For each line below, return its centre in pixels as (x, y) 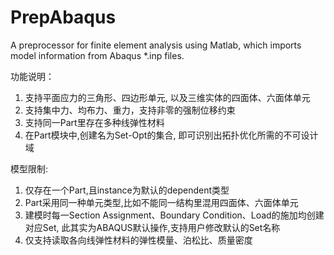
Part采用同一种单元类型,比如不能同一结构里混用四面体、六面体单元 (161, 202)
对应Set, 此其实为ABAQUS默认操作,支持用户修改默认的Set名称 (152, 227)
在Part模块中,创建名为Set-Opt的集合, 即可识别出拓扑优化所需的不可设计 (171, 135)
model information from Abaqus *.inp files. (97, 55)
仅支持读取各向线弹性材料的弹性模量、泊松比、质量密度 (138, 240)
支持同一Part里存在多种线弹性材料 (94, 122)
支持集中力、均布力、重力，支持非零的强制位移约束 (130, 110)
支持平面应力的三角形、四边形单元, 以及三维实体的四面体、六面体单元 (167, 97)
